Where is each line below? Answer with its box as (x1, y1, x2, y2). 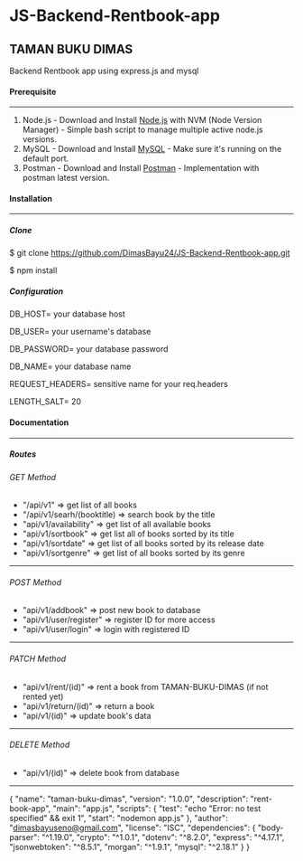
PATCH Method (9, 653, 67, 664)
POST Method (9, 576, 62, 588)
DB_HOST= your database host (9, 308, 126, 319)
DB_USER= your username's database (9, 326, 151, 337)
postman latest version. (22, 173, 110, 184)
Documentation (9, 417, 69, 428)
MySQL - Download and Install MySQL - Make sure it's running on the (22, 144, 282, 155)
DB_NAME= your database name (9, 361, 132, 372)
